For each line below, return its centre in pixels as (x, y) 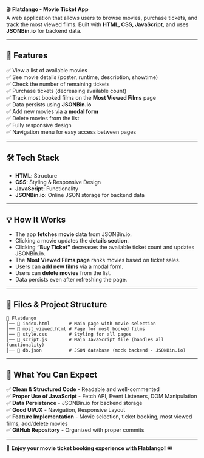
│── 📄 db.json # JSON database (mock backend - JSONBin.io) (96, 350)
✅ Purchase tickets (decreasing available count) (66, 91)
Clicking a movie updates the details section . (72, 241)
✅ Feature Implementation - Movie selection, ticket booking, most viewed (99, 417)
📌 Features (27, 56)
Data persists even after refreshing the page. (71, 280)
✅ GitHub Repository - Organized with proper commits (75, 430)
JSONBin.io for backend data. (44, 31)
